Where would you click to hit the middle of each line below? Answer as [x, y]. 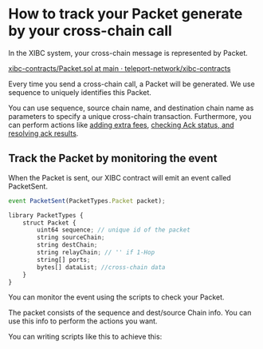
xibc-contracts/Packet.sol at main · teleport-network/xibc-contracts [120, 68]
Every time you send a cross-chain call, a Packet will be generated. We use [131, 84]
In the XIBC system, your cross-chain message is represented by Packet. [128, 53]
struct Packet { [50, 223]
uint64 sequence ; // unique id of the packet [114, 230]
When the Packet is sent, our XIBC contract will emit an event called [120, 177]
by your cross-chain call [90, 31]
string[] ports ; [64, 260]
